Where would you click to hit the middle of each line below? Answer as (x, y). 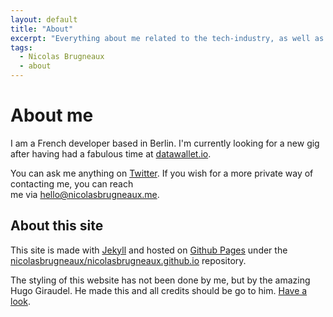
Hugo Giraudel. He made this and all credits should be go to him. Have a (159, 290)
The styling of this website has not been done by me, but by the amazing (160, 280)
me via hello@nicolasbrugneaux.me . (85, 194)
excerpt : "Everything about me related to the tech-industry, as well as (167, 38)
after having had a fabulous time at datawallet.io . (111, 153)
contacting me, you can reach (72, 183)
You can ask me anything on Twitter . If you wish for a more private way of (162, 173)
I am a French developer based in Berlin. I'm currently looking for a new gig (165, 143)
